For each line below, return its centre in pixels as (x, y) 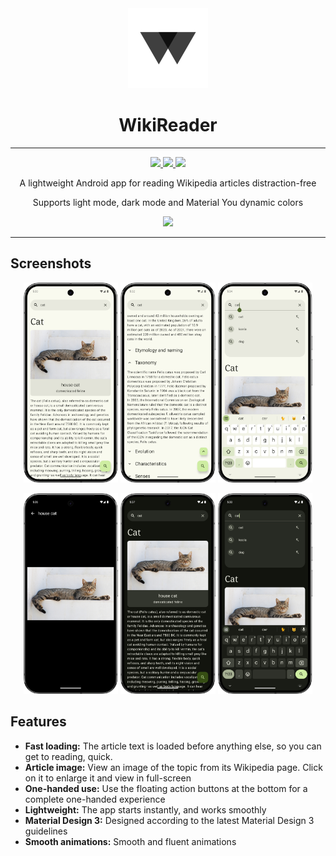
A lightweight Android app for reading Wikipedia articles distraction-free (168, 183)
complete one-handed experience (95, 799)
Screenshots (51, 263)
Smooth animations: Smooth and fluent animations (130, 841)
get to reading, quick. (68, 756)
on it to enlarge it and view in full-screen (108, 778)
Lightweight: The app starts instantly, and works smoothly (145, 809)
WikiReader (168, 125)
